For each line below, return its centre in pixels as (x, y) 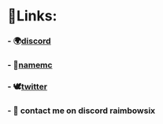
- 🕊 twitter (28, 86)
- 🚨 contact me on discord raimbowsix (81, 111)
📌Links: (32, 16)
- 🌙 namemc (30, 65)
